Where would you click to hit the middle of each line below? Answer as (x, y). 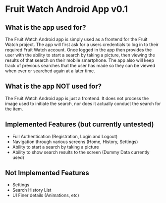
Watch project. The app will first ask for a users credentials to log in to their (82, 45)
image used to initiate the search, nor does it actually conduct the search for (83, 103)
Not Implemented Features (47, 173)
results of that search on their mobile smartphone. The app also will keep (80, 60)
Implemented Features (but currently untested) (80, 125)
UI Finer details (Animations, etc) (46, 195)
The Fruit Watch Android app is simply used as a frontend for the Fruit (76, 39)
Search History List (32, 190)
